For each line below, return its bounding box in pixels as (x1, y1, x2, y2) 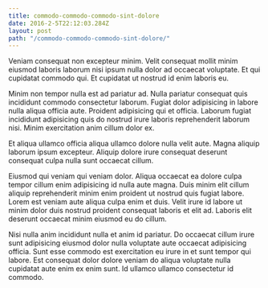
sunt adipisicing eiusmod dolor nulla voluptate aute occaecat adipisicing (8, 238, 247, 248)
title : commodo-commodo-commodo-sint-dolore (8, 11, 160, 20)
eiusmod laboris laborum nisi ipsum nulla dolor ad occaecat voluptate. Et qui (8, 65, 261, 75)
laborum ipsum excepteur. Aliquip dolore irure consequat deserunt (8, 147, 228, 157)
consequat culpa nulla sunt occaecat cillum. (8, 156, 154, 166)
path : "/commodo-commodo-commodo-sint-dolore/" (8, 34, 171, 43)
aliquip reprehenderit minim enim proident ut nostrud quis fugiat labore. (8, 188, 245, 198)
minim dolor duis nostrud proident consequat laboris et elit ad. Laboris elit (8, 206, 253, 216)
